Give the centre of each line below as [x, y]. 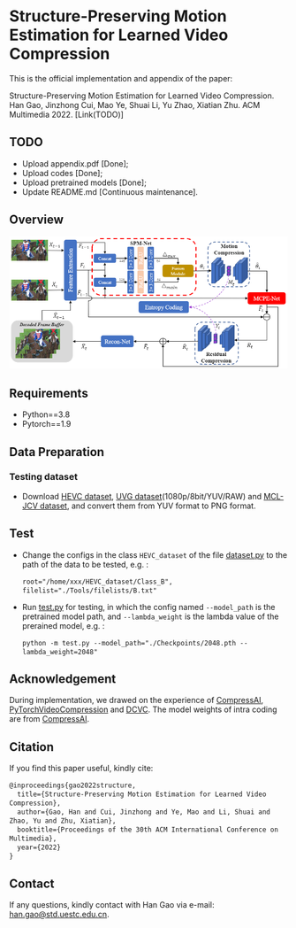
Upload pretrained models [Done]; [84, 182]
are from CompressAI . [49, 719]
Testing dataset [43, 477]
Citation [32, 747]
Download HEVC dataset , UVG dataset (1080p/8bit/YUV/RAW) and [142, 496]
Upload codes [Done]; [62, 173]
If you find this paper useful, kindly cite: [81, 769]
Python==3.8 [46, 414]
